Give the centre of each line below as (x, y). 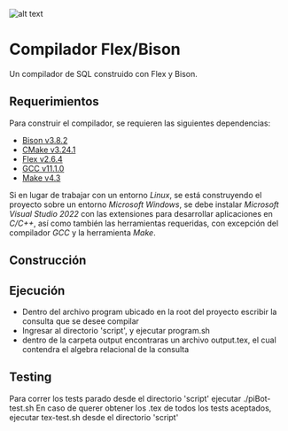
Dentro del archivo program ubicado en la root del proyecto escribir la (149, 312)
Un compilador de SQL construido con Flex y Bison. (103, 73)
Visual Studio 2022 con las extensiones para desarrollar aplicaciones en (141, 213)
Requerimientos (54, 102)
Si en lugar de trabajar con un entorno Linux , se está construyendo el (136, 195)
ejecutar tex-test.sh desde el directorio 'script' (94, 417)
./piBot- (257, 398)
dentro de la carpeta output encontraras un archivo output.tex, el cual (149, 340)
